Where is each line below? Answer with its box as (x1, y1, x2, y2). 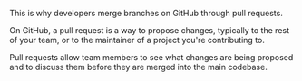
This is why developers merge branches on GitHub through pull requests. (9, 8, 283, 18)
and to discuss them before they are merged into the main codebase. (9, 62, 268, 72)
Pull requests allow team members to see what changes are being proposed (9, 52, 294, 62)
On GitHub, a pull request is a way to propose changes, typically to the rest (9, 25, 290, 35)
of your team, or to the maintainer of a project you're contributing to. (9, 35, 266, 45)
